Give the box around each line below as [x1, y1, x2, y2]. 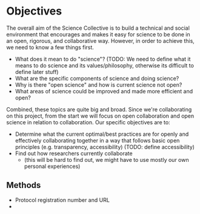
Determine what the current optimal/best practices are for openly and [15, 130, 189, 138]
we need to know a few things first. [6, 44, 94, 51]
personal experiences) [24, 162, 81, 170]
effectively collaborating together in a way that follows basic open [15, 136, 180, 144]
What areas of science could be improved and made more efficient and [15, 87, 193, 95]
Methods [6, 180, 41, 190]
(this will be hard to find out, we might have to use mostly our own [24, 156, 189, 163]
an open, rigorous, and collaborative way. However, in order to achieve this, [6, 37, 195, 44]
